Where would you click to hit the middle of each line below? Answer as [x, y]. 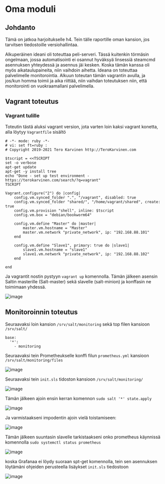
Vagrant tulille [22, 116]
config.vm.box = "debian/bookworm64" [53, 215]
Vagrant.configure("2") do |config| [43, 193]
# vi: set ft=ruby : [27, 145]
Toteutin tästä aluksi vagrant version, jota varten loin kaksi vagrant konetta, [82, 126]
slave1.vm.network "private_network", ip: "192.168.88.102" [86, 254]
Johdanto [20, 28]
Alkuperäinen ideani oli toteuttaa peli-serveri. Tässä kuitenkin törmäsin [77, 54]
